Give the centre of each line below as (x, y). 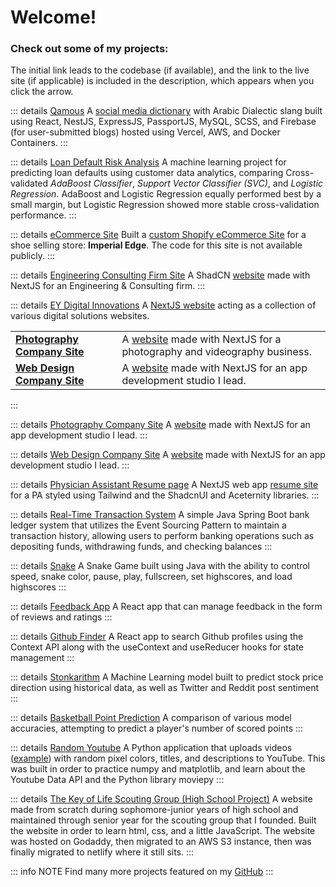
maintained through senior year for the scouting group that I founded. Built (163, 820)
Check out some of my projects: (89, 49)
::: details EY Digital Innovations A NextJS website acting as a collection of (163, 305)
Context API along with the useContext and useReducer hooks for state (157, 647)
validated (29, 183)
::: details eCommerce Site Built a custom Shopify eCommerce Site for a (158, 235)
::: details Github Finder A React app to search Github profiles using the (157, 637)
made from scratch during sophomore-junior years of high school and (154, 810)
